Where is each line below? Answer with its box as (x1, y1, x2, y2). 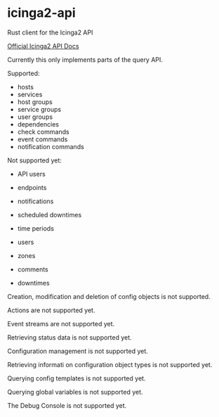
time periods (17, 224, 55, 233)
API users (17, 169, 46, 178)
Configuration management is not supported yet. (7, 347, 149, 355)
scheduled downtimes (17, 210, 82, 219)
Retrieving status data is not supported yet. (7, 333, 132, 342)
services (17, 90, 43, 98)
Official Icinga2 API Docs (7, 41, 79, 50)
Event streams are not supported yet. (7, 319, 115, 328)
